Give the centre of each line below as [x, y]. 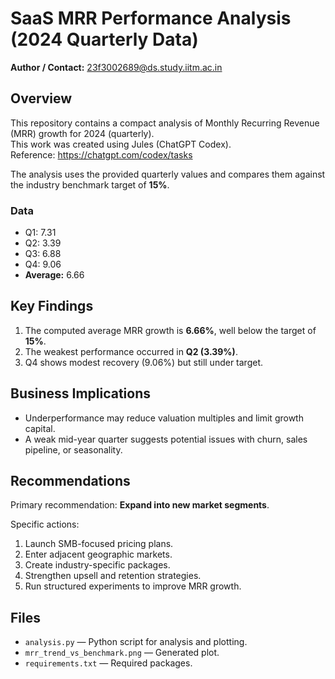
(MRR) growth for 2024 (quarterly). [82, 133]
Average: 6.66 [54, 275]
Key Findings [52, 306]
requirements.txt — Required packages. [108, 663]
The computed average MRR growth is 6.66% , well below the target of [170, 330]
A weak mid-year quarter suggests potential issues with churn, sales [166, 439]
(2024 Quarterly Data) [104, 39]
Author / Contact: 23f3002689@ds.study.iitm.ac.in [116, 67]
